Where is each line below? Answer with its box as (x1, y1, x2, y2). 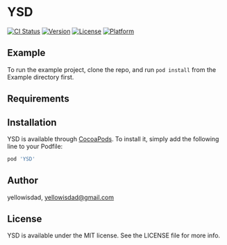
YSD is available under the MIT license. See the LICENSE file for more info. (7, 231, 221, 239)
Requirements (7, 93, 69, 105)
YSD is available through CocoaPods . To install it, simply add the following (7, 134, 219, 143)
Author (7, 174, 38, 187)
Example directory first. (7, 73, 74, 81)
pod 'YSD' (7, 155, 36, 163)
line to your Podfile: (7, 142, 63, 150)
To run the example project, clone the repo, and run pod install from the (7, 65, 217, 73)
